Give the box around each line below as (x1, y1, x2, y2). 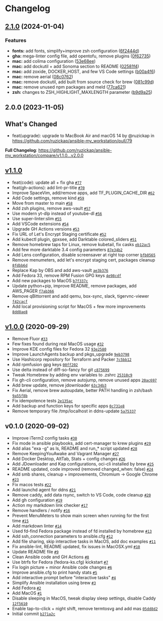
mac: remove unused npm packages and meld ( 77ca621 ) (12, 84, 126, 90)
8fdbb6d (12, 263, 28, 268)
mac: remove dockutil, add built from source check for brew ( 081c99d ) (12, 79, 154, 85)
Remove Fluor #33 (12, 336, 48, 341)
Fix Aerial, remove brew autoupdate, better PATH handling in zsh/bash (12, 387, 153, 393)
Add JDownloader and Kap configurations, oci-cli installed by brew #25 (12, 461, 154, 467)
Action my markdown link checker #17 (12, 502, 88, 508)
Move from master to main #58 (12, 200, 73, 206)
